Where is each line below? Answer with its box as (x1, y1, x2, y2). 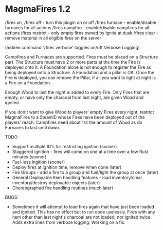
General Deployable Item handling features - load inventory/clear (12, 174, 143, 180)
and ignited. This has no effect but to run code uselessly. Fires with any (12, 209, 156, 215)
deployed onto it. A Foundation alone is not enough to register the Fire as (5, 64, 151, 70)
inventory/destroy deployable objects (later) (12, 179, 100, 186)
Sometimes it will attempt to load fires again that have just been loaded (12, 204, 154, 210)
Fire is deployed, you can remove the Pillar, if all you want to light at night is (5, 75, 156, 80)
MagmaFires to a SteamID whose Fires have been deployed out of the (5, 114, 145, 120)
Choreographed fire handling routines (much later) (12, 185, 113, 191)
